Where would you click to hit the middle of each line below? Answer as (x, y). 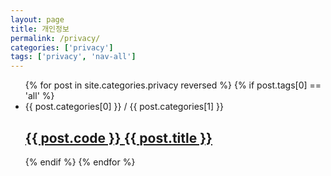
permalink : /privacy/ (55, 38)
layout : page (37, 19)
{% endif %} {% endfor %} (80, 162)
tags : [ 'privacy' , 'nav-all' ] (73, 57)
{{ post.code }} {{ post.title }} (118, 137)
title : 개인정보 (40, 29)
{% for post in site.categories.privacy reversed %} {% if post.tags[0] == (173, 85)
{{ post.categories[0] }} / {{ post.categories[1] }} (124, 107)
